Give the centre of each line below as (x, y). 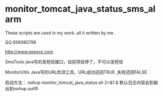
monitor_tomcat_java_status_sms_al (80, 9)
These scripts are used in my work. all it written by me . (60, 33)
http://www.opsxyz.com (29, 52)
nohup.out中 (26, 88)
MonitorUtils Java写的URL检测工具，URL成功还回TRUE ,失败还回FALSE (76, 72)
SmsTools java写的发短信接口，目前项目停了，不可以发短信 (64, 61)
